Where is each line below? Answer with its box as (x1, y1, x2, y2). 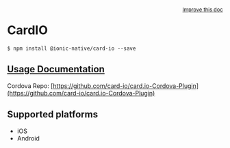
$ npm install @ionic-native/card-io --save (7, 45, 136, 52)
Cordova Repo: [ (7, 81, 53, 90)
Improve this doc (182, 6, 223, 13)
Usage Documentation (7, 63, 105, 75)
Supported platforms (7, 108, 98, 121)
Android (16, 134, 40, 142)
